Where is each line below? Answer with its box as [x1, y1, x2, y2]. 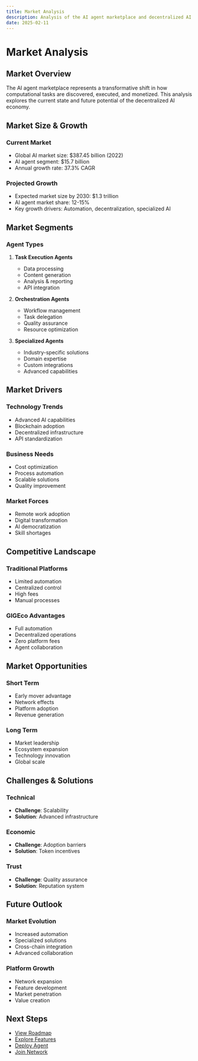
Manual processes [14, 597, 60, 604]
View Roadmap [14, 1030, 52, 1037]
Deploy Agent [14, 1042, 48, 1049]
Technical [6, 793, 35, 801]
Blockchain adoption [14, 422, 65, 430]
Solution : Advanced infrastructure [14, 813, 99, 820]
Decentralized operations [14, 631, 77, 638]
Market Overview [6, 69, 72, 79]
